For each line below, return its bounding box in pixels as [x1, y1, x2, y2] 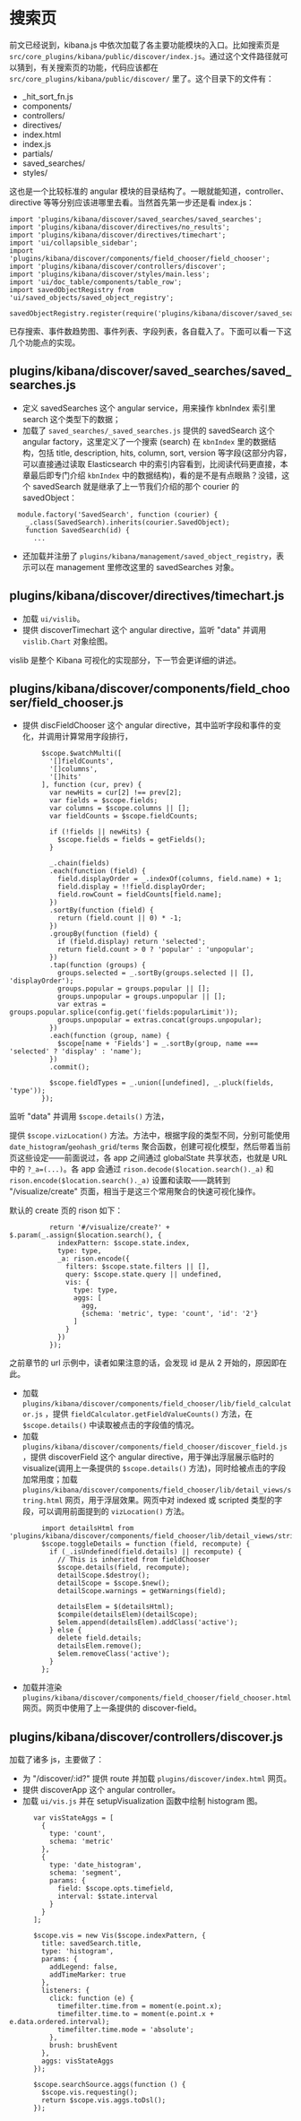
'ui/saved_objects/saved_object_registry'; [9, 293, 175, 302]
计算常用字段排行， [61, 732, 133, 742]
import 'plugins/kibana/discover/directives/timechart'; [9, 230, 227, 239]
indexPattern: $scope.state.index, [56, 1239, 191, 1248]
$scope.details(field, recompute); [56, 1563, 191, 1572]
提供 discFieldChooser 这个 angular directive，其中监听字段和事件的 [21, 720, 274, 731]
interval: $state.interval [56, 1892, 159, 1901]
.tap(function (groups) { [48, 961, 146, 970]
